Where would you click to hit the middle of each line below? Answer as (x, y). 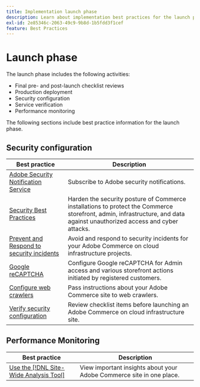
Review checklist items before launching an (128, 305)
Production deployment (43, 92)
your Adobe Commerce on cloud (113, 246)
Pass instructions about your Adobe (118, 288)
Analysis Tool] (45, 374)
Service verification (39, 105)
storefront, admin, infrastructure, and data (126, 214)
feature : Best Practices (37, 28)
